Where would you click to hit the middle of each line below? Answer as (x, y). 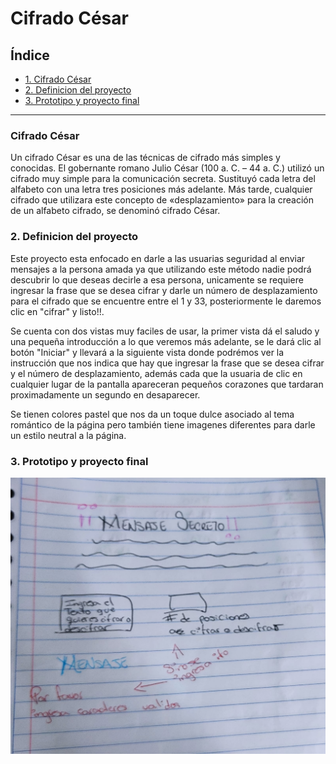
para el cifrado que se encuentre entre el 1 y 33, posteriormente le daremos (166, 301)
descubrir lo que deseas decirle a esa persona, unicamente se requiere (157, 279)
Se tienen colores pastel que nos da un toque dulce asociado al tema (152, 414)
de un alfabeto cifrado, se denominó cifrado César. (115, 211)
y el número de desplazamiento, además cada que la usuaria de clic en (156, 373)
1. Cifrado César (58, 79)
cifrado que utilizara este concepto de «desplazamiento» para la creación (162, 200)
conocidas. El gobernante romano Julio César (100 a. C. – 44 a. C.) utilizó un (167, 168)
